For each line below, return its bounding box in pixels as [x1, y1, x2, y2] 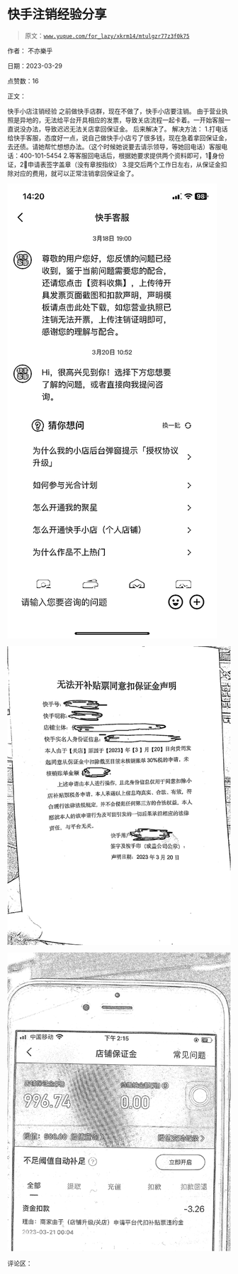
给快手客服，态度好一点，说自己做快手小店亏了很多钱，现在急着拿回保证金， [7, 133, 231, 142]
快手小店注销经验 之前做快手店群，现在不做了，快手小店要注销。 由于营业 [7, 107, 222, 115]
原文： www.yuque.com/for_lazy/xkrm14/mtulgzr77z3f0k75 [24, 31, 190, 40]
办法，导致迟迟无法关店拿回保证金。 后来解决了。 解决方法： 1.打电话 [25, 124, 228, 133]
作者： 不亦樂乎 [7, 46, 53, 55]
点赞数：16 [7, 76, 39, 85]
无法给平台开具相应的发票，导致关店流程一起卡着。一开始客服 [44, 115, 225, 124]
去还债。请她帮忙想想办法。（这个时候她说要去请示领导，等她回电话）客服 [7, 142, 222, 151]
